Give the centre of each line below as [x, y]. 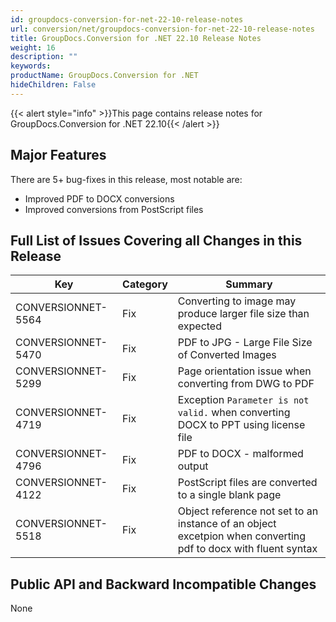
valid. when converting [234, 413]
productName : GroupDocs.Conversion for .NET [104, 76]
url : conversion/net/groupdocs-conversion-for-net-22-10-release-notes [162, 29]
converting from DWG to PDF [246, 384]
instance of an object [227, 524]
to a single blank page [229, 495]
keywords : [31, 66]
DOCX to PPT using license [241, 425]
